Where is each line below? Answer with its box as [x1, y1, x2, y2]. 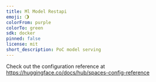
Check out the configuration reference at [6, 63, 105, 70]
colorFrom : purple [6, 19, 51, 25]
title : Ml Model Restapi [6, 8, 67, 15]
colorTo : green [6, 25, 44, 31]
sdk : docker [6, 30, 35, 36]
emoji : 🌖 [6, 14, 29, 20]
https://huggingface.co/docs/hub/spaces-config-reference [6, 69, 150, 76]
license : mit [6, 42, 38, 47]
